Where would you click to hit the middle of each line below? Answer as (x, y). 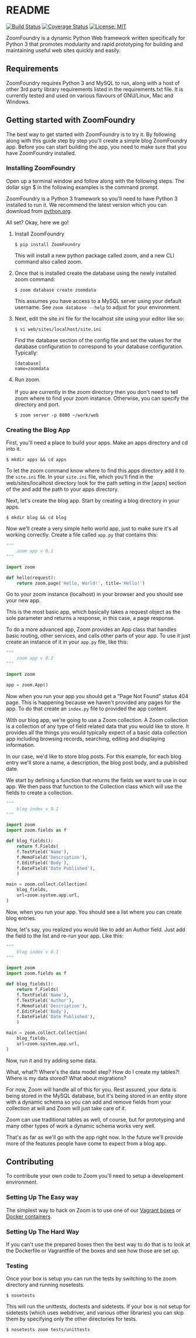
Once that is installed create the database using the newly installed (95, 273)
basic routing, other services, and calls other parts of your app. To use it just (98, 636)
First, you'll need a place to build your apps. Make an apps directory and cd (97, 443)
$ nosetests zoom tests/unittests (48, 1330)
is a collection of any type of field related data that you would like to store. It (97, 726)
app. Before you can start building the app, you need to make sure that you (97, 147)
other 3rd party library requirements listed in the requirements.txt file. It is (94, 89)
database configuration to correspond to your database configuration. (99, 346)
